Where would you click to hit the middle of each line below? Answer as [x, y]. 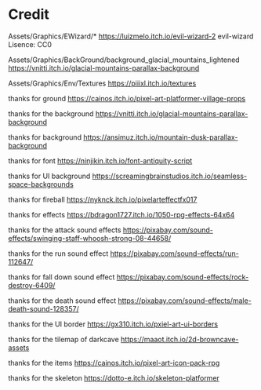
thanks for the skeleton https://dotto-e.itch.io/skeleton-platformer [114, 377]
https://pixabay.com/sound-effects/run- [174, 253]
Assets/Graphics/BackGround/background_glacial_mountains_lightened [124, 60]
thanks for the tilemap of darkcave [63, 339]
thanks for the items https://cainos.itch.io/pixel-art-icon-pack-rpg [114, 363]
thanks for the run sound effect [58, 253]
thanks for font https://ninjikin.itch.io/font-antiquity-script [100, 160]
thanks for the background [51, 113]
